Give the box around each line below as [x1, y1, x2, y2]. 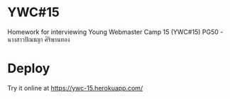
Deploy [7, 61, 50, 76]
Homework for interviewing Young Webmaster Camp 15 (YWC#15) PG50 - [7, 28, 224, 36]
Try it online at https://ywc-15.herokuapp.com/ [7, 83, 143, 92]
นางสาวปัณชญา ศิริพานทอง [7, 35, 70, 43]
